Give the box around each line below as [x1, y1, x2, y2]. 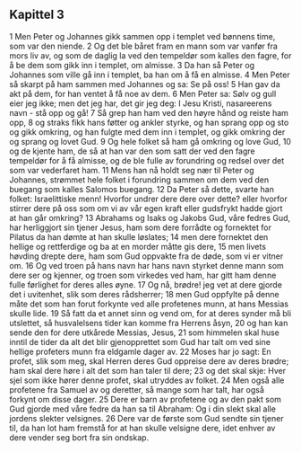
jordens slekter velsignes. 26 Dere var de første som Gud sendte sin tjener [9, 412, 284, 423]
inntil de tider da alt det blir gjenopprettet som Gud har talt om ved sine [9, 336, 271, 347]
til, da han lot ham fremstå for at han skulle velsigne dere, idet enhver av [9, 422, 276, 433]
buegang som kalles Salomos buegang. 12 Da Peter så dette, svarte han [9, 183, 275, 194]
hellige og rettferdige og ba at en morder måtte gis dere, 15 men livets [9, 241, 267, 252]
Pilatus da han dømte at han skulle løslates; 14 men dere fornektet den [9, 231, 269, 242]
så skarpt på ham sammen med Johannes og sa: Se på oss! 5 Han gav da [9, 78, 280, 89]
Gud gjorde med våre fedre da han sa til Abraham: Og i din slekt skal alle [9, 403, 276, 414]
